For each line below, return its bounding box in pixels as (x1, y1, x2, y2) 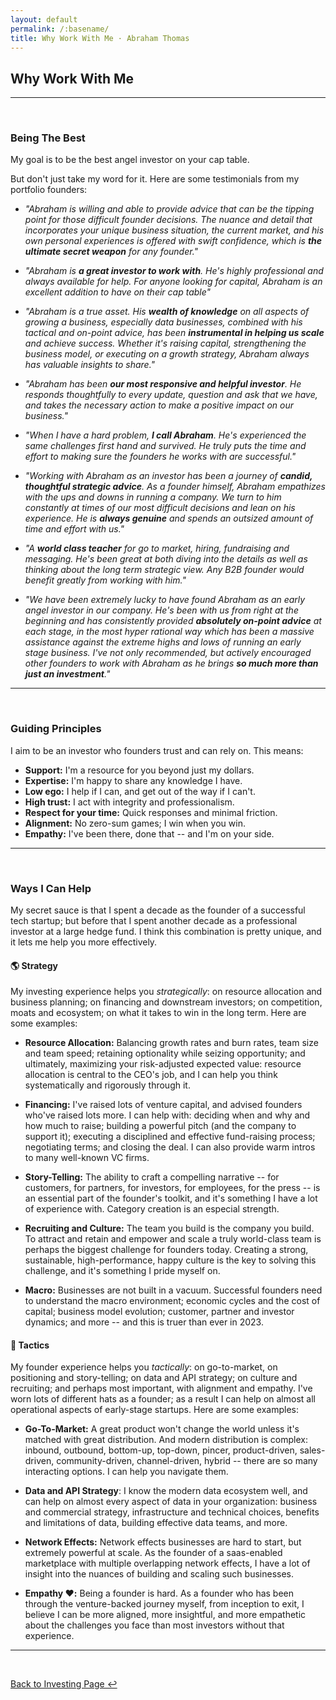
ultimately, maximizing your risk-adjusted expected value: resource (24, 1058, 302, 1070)
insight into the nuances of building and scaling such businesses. (24, 1568, 295, 1580)
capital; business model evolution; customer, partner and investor (24, 1306, 295, 1318)
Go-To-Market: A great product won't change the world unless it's (24, 1423, 300, 1435)
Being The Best (10, 131, 86, 145)
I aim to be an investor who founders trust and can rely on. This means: (10, 744, 304, 756)
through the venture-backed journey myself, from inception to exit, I (24, 1598, 305, 1610)
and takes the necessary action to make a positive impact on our (24, 399, 294, 411)
